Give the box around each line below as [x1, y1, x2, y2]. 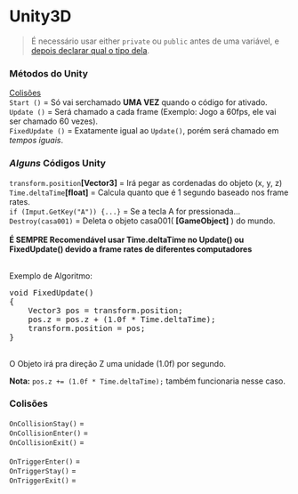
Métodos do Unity [9, 67, 89, 79]
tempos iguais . [9, 135, 64, 146]
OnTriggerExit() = [9, 474, 77, 485]
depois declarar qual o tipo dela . [30, 45, 149, 55]
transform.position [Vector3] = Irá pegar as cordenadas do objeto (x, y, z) [9, 177, 283, 188]
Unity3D [9, 6, 72, 27]
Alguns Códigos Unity [9, 158, 107, 170]
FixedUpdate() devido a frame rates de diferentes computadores [9, 243, 253, 255]
